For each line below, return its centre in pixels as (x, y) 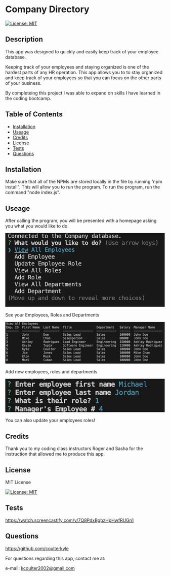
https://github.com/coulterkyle (37, 548)
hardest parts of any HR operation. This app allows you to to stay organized (84, 72)
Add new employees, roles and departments (51, 372)
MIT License (18, 482)
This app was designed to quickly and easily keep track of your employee (82, 51)
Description (24, 39)
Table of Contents (34, 115)
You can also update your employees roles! (50, 421)
